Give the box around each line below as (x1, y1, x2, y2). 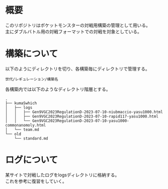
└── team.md (14, 127, 39, 132)
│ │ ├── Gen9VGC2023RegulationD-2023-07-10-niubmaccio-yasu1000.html (5, 109, 163, 114)
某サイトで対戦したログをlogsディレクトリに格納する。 (5, 172, 120, 178)
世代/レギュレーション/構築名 (5, 77, 59, 82)
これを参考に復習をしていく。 (5, 178, 67, 184)
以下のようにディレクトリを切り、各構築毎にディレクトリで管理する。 (5, 66, 150, 72)
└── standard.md (14, 136, 49, 141)
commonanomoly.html (5, 122, 46, 128)
